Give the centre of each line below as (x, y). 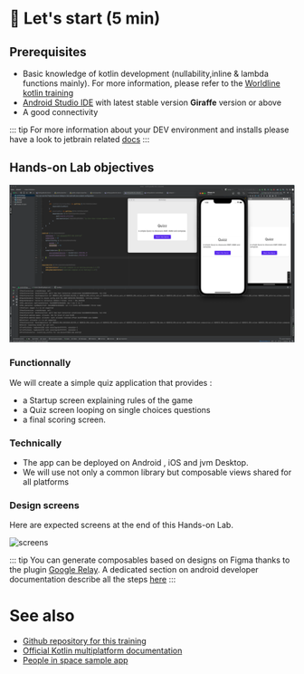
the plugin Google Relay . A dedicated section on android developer (134, 570)
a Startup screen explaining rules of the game (107, 400)
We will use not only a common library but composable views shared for (157, 472)
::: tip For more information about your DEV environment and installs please (149, 130)
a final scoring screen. (64, 419)
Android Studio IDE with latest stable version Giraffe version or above (152, 102)
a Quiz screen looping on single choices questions (116, 409)
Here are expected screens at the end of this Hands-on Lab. (121, 525)
